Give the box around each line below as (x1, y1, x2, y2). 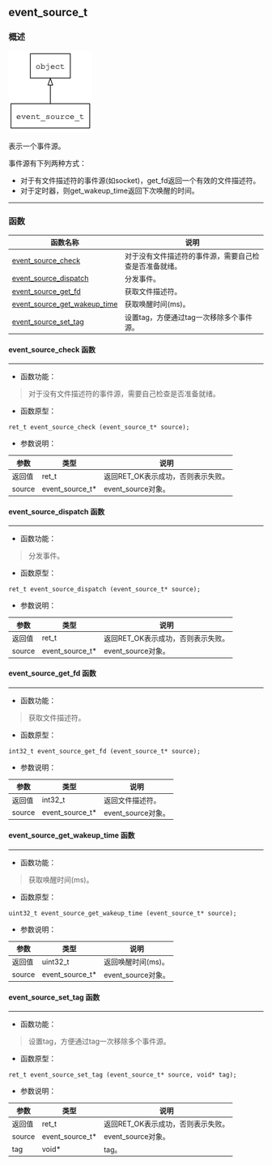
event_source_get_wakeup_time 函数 (8, 830, 135, 840)
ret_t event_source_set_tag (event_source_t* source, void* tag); (8, 1071, 237, 1079)
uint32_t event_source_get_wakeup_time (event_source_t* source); (8, 909, 237, 917)
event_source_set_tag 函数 (8, 992, 100, 1002)
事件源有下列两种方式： (8, 158, 87, 168)
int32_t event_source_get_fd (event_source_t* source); (8, 747, 201, 755)
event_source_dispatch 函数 (8, 506, 105, 516)
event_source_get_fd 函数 (8, 668, 97, 678)
